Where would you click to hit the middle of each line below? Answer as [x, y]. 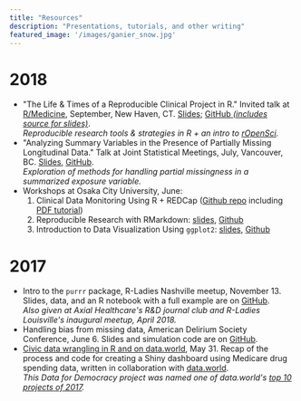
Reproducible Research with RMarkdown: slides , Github [140, 220]
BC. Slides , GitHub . [58, 162]
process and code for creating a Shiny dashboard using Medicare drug [155, 358]
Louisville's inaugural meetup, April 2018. [99, 320]
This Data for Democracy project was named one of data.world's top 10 [157, 377]
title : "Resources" [46, 18]
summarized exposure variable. [82, 181]
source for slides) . [56, 124]
